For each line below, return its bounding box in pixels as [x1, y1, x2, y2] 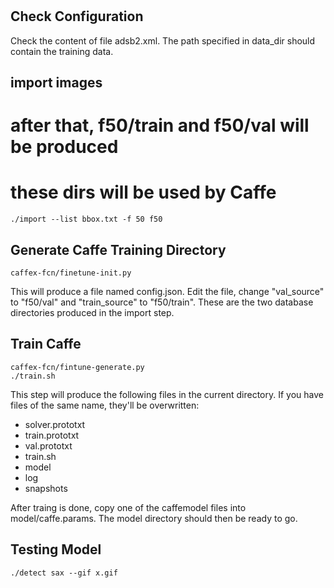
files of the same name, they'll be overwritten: [10, 399, 200, 411]
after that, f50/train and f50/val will [10, 114, 310, 137]
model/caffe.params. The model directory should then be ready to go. [10, 512, 298, 524]
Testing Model [10, 541, 102, 558]
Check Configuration [10, 8, 144, 25]
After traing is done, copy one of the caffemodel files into [10, 501, 247, 513]
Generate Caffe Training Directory [10, 241, 227, 258]
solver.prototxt [24, 418, 86, 430]
